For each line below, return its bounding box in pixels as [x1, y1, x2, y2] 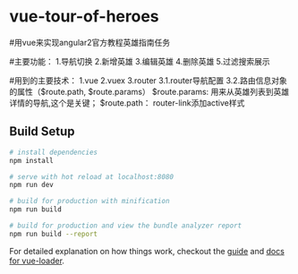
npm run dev [9, 181, 54, 190]
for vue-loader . [9, 255, 65, 266]
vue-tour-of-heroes [9, 6, 159, 27]
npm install [9, 156, 54, 165]
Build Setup [9, 124, 75, 140]
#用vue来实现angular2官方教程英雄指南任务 [9, 37, 171, 47]
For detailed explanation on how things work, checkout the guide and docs [9, 245, 285, 256]
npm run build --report [9, 229, 98, 238]
